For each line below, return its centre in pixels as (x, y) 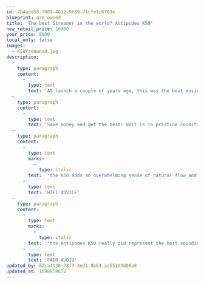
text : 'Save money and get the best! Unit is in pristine (103, 125)
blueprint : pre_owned (34, 18)
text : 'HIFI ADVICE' (54, 192)
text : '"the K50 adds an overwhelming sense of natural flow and (113, 176)
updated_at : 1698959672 (36, 272)
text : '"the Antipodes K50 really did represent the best (103, 243)
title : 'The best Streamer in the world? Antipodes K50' (80, 23)
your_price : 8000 (28, 35)
